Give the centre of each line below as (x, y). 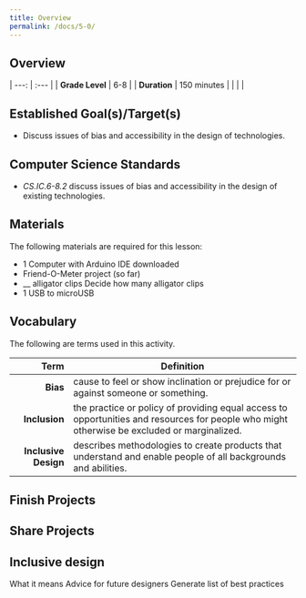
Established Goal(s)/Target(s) (95, 113)
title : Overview (40, 18)
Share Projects (52, 531)
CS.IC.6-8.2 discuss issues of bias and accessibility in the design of (150, 186)
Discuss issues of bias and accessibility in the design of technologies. (153, 136)
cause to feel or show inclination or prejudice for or (182, 381)
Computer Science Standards (95, 164)
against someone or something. (140, 392)
